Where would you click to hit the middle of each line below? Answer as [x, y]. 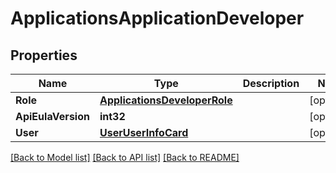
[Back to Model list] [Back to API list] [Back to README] [125, 157]
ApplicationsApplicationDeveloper [157, 18]
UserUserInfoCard [144, 132]
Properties [44, 55]
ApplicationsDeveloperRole [166, 100]
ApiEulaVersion [52, 116]
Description [271, 83]
